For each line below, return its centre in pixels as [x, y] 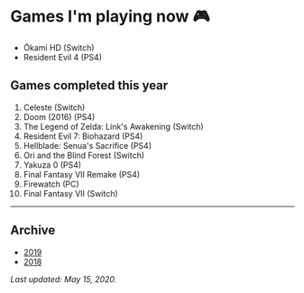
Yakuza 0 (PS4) [52, 165]
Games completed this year [89, 86]
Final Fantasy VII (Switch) [70, 193]
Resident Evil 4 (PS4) [63, 57]
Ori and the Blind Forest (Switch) [84, 155]
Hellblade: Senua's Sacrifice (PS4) [88, 145]
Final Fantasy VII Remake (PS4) [82, 174]
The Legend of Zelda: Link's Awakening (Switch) [113, 126]
